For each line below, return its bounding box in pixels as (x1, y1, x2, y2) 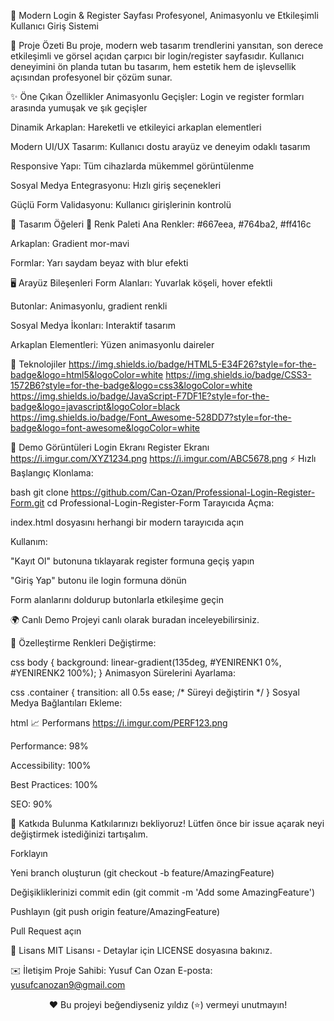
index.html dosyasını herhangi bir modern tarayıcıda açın (10, 516, 245, 528)
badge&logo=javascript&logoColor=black (10, 401, 181, 412)
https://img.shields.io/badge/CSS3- (165, 369, 312, 380)
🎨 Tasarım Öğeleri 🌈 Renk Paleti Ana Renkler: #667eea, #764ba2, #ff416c (10, 218, 312, 230)
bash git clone (10, 486, 69, 498)
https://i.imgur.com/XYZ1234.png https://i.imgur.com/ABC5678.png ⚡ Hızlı (10, 453, 317, 464)
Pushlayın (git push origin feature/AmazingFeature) (10, 906, 221, 917)
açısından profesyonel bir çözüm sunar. (10, 71, 173, 83)
